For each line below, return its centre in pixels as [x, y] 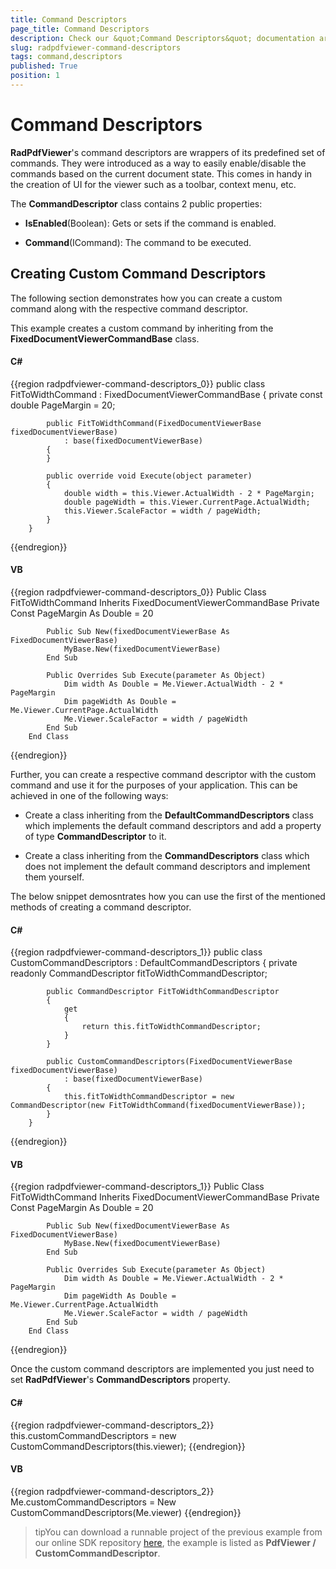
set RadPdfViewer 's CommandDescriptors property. [120, 1380]
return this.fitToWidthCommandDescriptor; [171, 1027]
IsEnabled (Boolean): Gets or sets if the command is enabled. [150, 223]
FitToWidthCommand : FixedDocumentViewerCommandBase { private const [166, 394]
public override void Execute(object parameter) [149, 476]
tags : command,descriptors [66, 57]
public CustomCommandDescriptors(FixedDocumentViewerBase [169, 1062]
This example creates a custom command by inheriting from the [142, 328]
